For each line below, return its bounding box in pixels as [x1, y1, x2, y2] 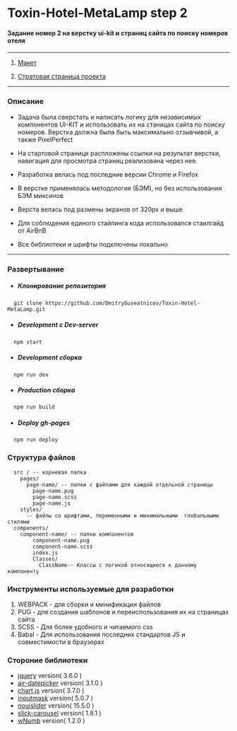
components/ [13, 525, 49, 532]
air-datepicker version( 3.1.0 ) [17, 679, 103, 687]
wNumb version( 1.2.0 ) [17, 716, 86, 725]
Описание [7, 97, 44, 107]
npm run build [13, 404, 55, 411]
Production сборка [17, 386, 75, 394]
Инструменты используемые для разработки [7, 584, 174, 594]
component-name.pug [32, 537, 90, 544]
